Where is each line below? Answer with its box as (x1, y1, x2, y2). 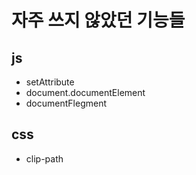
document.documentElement (25, 87, 146, 98)
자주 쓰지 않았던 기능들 (11, 9, 186, 32)
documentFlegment (25, 97, 107, 109)
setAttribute (25, 76, 75, 88)
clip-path (25, 152, 64, 165)
